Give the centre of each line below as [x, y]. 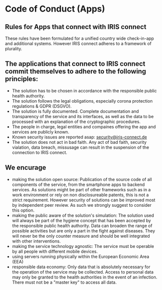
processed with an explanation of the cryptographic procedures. [76, 122]
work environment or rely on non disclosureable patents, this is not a [80, 195]
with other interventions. [36, 241]
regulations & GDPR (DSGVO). [42, 106]
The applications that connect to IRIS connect [75, 64]
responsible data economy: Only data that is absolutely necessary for [81, 267]
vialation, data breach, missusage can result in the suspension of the [81, 147]
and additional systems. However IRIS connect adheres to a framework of [78, 44]
